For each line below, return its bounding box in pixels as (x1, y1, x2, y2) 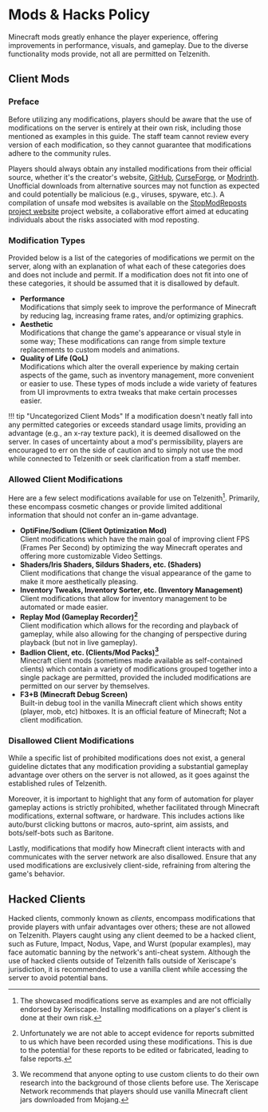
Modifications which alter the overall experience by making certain (19, 361, 239, 371)
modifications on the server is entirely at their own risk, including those (8, 122, 242, 133)
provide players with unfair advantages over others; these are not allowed (8, 922, 251, 932)
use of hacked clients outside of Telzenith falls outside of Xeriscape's (8, 956, 237, 966)
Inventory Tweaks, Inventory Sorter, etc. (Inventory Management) (19, 585, 243, 595)
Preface (8, 96, 40, 107)
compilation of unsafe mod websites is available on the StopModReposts (8, 197, 247, 207)
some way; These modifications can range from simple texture (19, 336, 226, 345)
